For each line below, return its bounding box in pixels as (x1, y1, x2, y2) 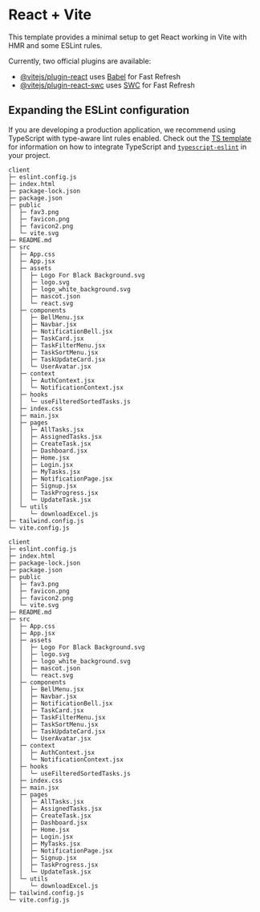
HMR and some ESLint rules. (8, 40, 103, 50)
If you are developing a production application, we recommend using (8, 124, 236, 134)
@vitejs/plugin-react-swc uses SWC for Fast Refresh (19, 80, 195, 90)
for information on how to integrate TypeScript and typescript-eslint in (8, 142, 247, 152)
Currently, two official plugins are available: (8, 56, 152, 66)
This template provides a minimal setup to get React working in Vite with (8, 32, 247, 42)
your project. (8, 150, 51, 160)
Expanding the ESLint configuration (8, 103, 190, 117)
